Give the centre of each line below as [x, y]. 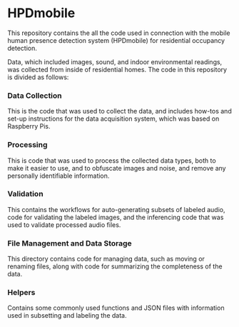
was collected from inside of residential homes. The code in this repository [117, 69]
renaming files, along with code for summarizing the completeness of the [115, 266]
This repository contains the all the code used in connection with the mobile [119, 33]
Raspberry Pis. [29, 126]
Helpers [21, 293]
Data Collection [35, 96]
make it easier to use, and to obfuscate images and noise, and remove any [117, 168]
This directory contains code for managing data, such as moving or [106, 259]
